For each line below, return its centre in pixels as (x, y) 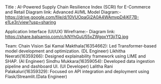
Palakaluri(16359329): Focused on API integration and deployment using (77, 71)
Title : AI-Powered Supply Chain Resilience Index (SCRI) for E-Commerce (78, 7)
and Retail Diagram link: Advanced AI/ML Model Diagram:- (63, 12)
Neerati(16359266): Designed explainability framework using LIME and (75, 56)
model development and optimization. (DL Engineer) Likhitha (65, 51)
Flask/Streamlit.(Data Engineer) (36, 77)
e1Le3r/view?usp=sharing (31, 22)
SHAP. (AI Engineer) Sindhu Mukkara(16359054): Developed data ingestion (80, 61)
